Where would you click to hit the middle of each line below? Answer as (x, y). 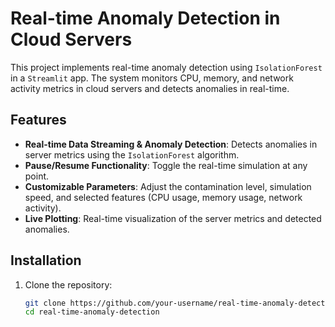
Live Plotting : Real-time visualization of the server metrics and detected (173, 218)
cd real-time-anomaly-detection (92, 312)
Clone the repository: (68, 284)
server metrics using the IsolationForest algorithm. (132, 154)
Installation (46, 260)
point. (37, 176)
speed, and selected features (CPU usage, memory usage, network (163, 197)
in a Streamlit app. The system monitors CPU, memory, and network (152, 78)
